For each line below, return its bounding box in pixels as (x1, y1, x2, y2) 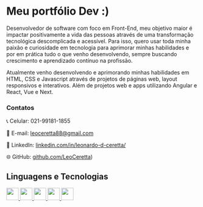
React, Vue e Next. (6, 88, 54, 95)
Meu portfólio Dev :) (6, 4, 110, 18)
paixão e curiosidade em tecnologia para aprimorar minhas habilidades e (6, 44, 190, 51)
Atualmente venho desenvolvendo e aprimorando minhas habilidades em (6, 68, 190, 76)
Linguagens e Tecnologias (6, 171, 109, 181)
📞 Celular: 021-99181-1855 (6, 117, 71, 125)
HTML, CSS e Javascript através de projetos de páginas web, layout (6, 75, 178, 82)
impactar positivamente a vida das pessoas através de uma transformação (6, 31, 194, 38)
